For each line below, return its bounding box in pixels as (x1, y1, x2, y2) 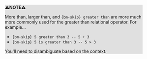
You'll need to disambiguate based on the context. (5, 48, 107, 54)
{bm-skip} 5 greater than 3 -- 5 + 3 (12, 35, 89, 39)
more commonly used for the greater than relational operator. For (5, 19, 137, 25)
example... (5, 24, 26, 30)
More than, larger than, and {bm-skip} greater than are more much (5, 14, 142, 20)
